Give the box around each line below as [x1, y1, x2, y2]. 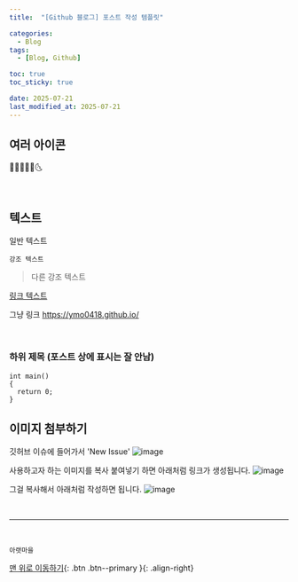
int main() [9, 372, 50, 381]
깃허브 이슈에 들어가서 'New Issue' [9, 446, 130, 457]
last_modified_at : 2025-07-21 [9, 102, 122, 111]
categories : [9, 28, 53, 38]
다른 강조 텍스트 [30, 271, 86, 282]
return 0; [17, 387, 53, 396]
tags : [9, 45, 29, 54]
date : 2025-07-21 [9, 94, 74, 103]
